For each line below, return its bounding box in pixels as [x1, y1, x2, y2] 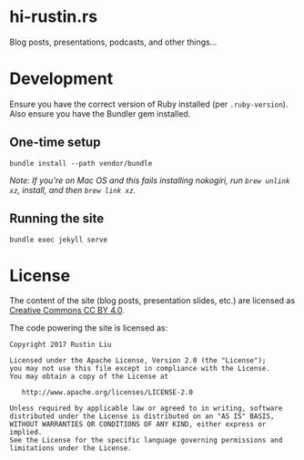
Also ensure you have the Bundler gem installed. [9, 107, 191, 119]
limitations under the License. [9, 444, 132, 453]
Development [9, 68, 114, 89]
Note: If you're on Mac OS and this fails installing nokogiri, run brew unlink [9, 175, 290, 186]
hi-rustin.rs [9, 6, 98, 27]
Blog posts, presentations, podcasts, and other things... [9, 36, 218, 47]
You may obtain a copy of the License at [9, 372, 169, 382]
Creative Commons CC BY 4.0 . [9, 305, 125, 316]
